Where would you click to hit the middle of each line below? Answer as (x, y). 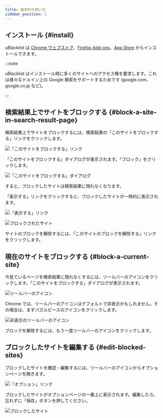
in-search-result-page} (41, 120)
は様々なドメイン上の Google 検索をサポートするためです (63, 80)
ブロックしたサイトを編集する (50, 348)
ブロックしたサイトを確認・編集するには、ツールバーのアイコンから (73, 368)
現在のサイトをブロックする (47, 257)
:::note (11, 63)
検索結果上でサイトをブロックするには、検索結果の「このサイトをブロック (80, 133)
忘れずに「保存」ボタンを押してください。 (48, 400)
